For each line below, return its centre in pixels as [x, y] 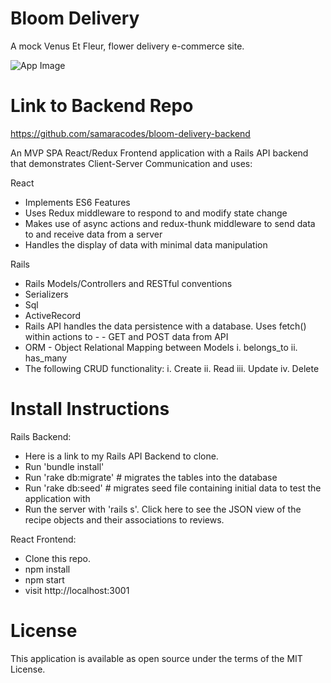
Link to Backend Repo [102, 106]
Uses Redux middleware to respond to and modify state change [156, 213]
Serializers [46, 294]
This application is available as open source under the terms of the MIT [156, 658]
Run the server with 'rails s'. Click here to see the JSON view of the [163, 509]
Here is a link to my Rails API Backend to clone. [121, 456]
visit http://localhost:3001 [77, 590]
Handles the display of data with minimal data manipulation [146, 244]
